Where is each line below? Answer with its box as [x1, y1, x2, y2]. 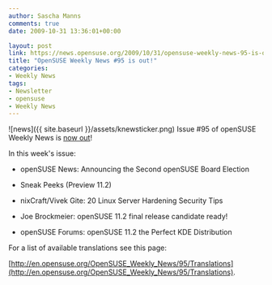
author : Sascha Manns [8, 11, 82, 20]
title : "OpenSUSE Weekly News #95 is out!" [8, 57, 158, 65]
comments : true [8, 19, 60, 28]
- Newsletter [8, 87, 53, 95]
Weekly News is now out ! [8, 133, 93, 143]
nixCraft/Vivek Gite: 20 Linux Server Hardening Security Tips [19, 196, 223, 205]
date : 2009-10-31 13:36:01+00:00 [8, 27, 121, 35]
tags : [8, 79, 27, 88]
